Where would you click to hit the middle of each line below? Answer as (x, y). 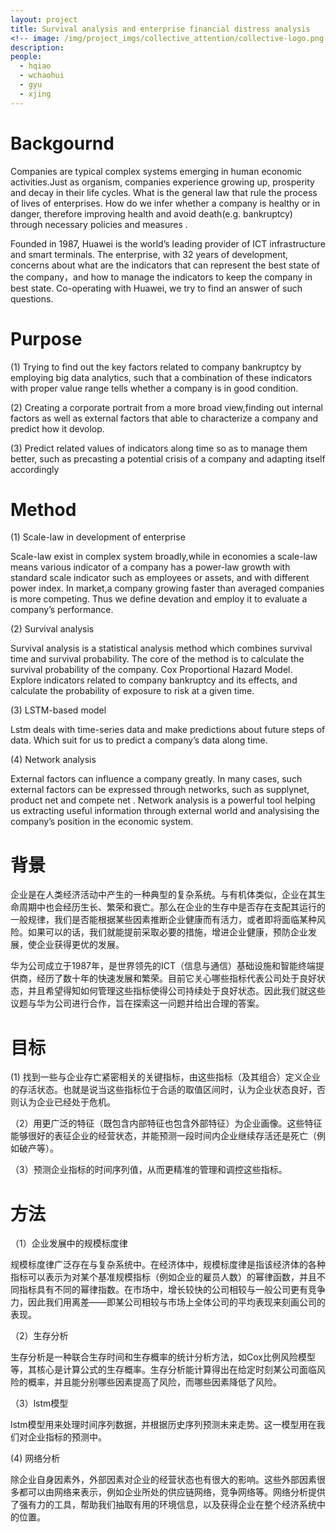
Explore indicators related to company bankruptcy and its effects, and (154, 680)
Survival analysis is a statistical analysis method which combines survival (161, 648)
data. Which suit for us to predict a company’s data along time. (139, 740)
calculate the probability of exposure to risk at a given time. (132, 691)
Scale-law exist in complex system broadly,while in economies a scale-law (164, 557)
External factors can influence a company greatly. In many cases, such (156, 779)
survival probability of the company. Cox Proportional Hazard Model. (151, 670)
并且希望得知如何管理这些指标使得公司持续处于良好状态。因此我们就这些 (176, 991)
